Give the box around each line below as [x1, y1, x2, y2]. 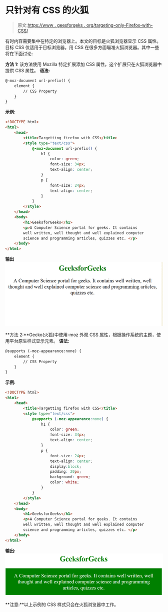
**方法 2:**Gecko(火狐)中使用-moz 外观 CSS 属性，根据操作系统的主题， [5, 332, 156, 338]
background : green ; [49, 474, 91, 480]
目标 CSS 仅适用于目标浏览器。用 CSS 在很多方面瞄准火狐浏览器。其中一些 [5, 44, 159, 50]
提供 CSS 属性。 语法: [5, 67, 50, 73]
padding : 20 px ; [49, 469, 81, 474]
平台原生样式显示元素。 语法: [9, 338, 69, 344]
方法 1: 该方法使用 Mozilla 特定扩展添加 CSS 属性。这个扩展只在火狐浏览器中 [5, 61, 162, 67]
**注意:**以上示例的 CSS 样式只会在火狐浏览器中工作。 [5, 601, 119, 607]
